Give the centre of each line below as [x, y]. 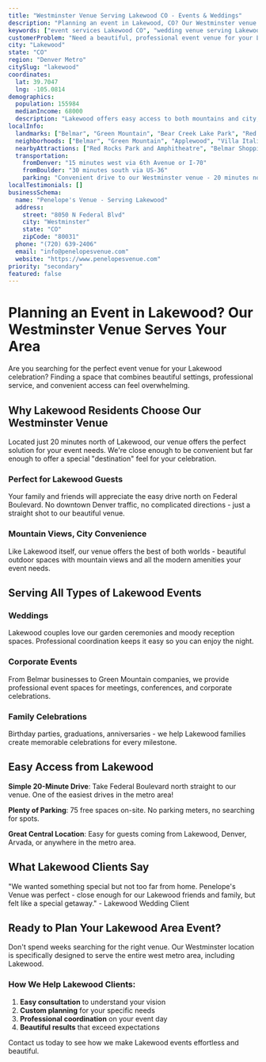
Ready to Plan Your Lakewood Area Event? [115, 928]
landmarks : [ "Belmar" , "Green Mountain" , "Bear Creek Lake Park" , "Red [136, 133]
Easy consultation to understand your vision [93, 1002]
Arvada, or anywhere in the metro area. [72, 842]
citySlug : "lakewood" [44, 67]
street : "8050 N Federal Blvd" [74, 215]
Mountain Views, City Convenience [78, 534]
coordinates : [30, 75]
